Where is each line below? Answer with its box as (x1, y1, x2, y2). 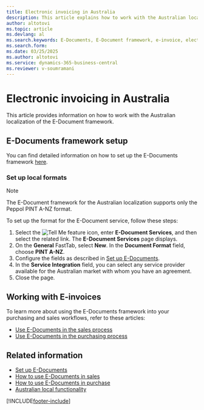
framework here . (6, 159, 48, 166)
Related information (6, 350, 83, 360)
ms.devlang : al (6, 32, 45, 38)
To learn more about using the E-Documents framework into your (6, 308, 170, 315)
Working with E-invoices (6, 292, 101, 302)
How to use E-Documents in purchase (15, 379, 110, 386)
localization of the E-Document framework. (6, 118, 114, 125)
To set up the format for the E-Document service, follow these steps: (6, 217, 178, 225)
